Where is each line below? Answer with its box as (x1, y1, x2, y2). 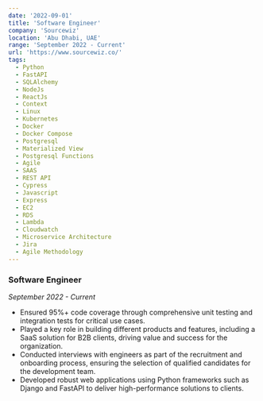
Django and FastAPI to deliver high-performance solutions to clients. (19, 383, 244, 393)
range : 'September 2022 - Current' (8, 41, 126, 49)
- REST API (15, 174, 52, 183)
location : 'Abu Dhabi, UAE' (8, 33, 102, 42)
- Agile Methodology (15, 248, 83, 256)
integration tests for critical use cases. (19, 315, 145, 326)
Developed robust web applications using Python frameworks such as (19, 375, 249, 384)
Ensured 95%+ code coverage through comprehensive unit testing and (19, 307, 253, 317)
